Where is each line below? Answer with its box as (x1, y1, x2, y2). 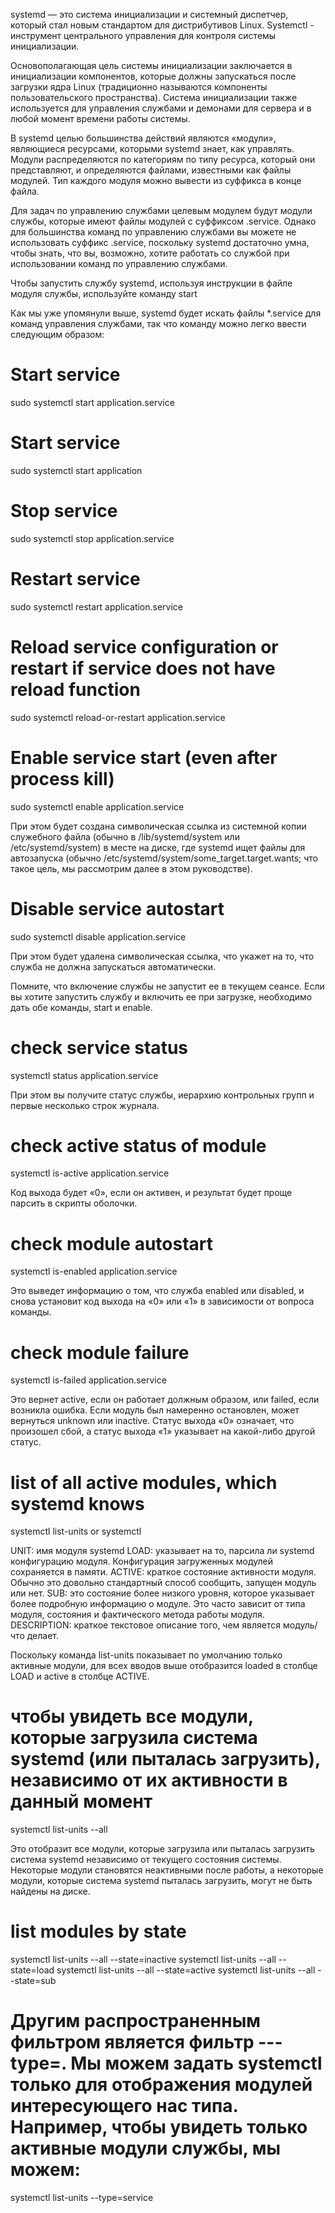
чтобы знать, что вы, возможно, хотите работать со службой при (10, 247, 290, 259)
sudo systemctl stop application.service (10, 532, 175, 544)
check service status (10, 1036, 188, 1059)
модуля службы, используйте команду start (10, 288, 198, 299)
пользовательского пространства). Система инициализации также (10, 92, 298, 103)
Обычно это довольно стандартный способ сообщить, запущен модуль (10, 1577, 317, 1589)
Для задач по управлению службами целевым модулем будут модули (10, 205, 313, 216)
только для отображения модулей (10, 2074, 313, 2096)
